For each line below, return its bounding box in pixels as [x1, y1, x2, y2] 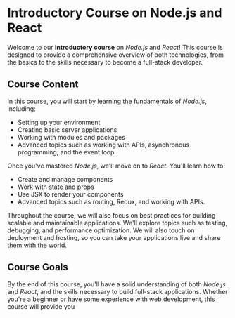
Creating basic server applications [17, 125, 118, 134]
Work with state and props [17, 183, 95, 191]
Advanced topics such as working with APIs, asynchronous [17, 140, 190, 149]
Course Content [7, 79, 79, 91]
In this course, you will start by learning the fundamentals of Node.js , [7, 97, 208, 105]
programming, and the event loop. [17, 147, 117, 156]
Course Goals [7, 261, 68, 273]
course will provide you [7, 302, 75, 310]
